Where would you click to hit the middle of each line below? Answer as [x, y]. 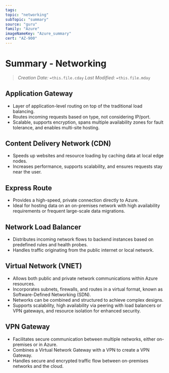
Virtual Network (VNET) [44, 266]
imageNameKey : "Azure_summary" [38, 34]
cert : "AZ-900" [21, 39]
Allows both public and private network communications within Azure [85, 278]
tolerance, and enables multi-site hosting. [56, 127]
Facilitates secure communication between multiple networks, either [84, 339]
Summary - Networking [56, 64]
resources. [24, 283]
